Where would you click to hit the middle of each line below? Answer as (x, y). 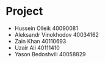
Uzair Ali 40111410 (37, 48)
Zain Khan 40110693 (40, 41)
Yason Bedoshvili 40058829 (50, 54)
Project (24, 11)
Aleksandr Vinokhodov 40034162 (56, 34)
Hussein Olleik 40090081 (46, 28)
